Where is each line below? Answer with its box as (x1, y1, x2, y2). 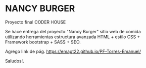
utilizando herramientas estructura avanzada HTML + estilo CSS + (5, 34, 140, 40)
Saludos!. (5, 58, 24, 64)
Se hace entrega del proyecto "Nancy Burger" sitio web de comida (5, 28, 141, 34)
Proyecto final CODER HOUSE (5, 19, 66, 25)
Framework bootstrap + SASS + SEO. (5, 39, 81, 45)
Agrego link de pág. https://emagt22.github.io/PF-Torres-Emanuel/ (5, 48, 141, 54)
